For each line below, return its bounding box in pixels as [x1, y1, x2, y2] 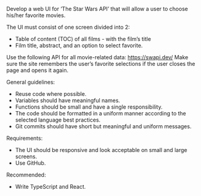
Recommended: [6, 171, 46, 178]
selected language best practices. [15, 116, 100, 123]
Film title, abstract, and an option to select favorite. [15, 42, 143, 49]
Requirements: [6, 134, 43, 142]
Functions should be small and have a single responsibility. [15, 103, 163, 111]
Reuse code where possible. [15, 90, 86, 97]
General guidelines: [6, 79, 55, 85]
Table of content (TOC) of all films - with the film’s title [15, 35, 151, 42]
